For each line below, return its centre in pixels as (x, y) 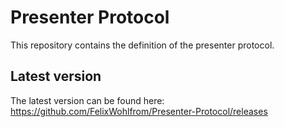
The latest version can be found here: (87, 100)
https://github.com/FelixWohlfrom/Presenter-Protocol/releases (139, 111)
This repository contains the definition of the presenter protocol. (142, 45)
